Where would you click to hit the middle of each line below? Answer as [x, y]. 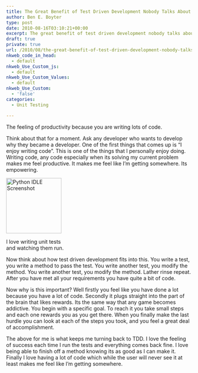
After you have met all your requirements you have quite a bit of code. [91, 278]
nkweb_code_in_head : [32, 55]
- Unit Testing [30, 105]
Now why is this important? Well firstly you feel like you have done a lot [92, 289]
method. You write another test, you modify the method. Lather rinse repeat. [99, 271]
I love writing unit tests [34, 241]
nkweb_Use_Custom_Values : [38, 77]
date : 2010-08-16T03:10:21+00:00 [47, 28]
